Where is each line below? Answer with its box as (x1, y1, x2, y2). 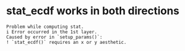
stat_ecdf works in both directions (6, 4, 180, 18)
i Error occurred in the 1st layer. (6, 28, 97, 35)
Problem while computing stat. (6, 24, 84, 30)
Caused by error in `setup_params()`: (6, 34, 103, 40)
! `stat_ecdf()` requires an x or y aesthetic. (6, 39, 127, 45)
